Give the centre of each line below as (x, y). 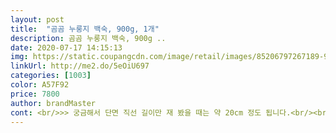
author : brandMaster (53, 103)
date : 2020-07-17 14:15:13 (66, 47)
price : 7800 (35, 94)
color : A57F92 (40, 85)
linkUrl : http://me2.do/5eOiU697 (80, 66)
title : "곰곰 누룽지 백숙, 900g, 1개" (85, 29)
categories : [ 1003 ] (51, 76)
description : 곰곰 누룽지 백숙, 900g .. (88, 38)
